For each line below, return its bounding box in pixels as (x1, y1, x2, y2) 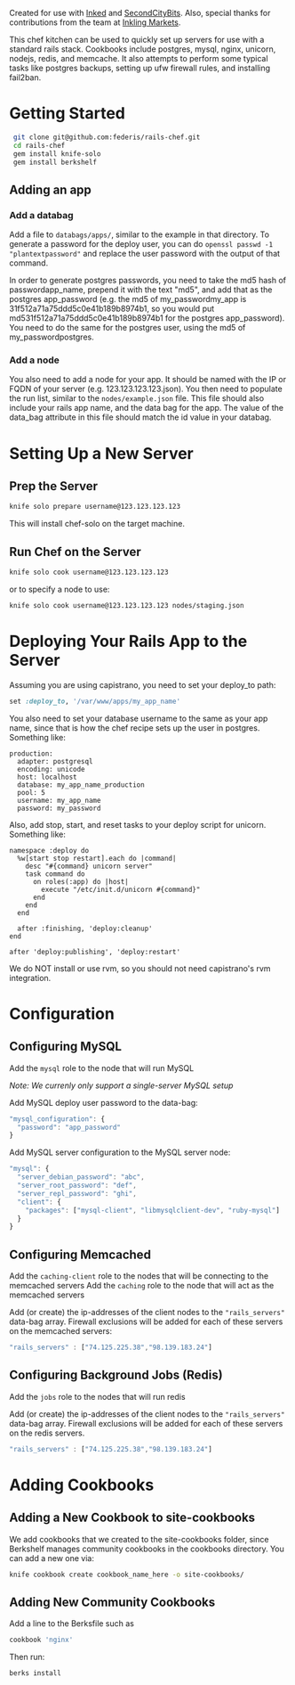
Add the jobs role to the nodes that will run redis (9, 1391, 186, 1402)
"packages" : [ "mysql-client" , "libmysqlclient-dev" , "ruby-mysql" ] (25, 1206, 280, 1215)
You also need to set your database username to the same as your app (9, 713, 268, 724)
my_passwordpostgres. (9, 331, 95, 342)
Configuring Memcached (9, 1247, 151, 1262)
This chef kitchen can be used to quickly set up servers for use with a (9, 35, 265, 45)
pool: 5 (17, 788, 46, 797)
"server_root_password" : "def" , (17, 1181, 138, 1190)
